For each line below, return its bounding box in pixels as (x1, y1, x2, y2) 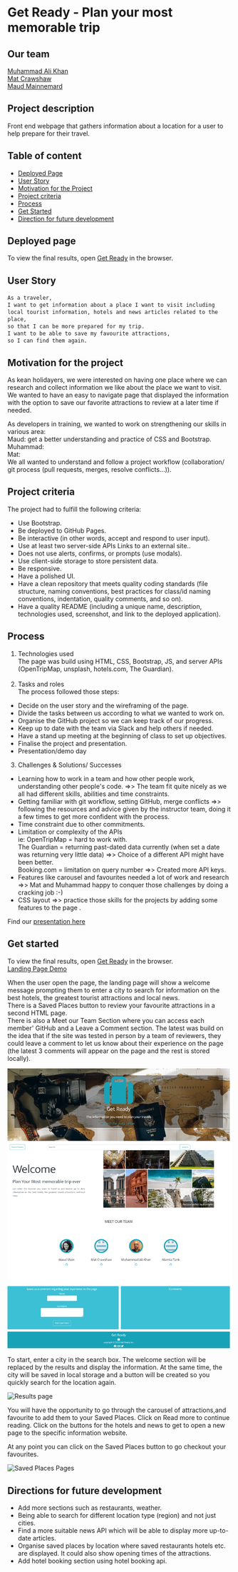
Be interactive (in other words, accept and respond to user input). (17, 533, 210, 543)
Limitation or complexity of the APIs (17, 827, 123, 836)
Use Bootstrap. (17, 518, 62, 527)
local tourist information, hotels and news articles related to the (7, 308, 219, 316)
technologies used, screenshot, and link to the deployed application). (17, 610, 221, 618)
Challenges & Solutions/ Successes (17, 760, 123, 769)
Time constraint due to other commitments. (17, 820, 145, 828)
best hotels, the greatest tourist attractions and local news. (7, 993, 180, 1002)
